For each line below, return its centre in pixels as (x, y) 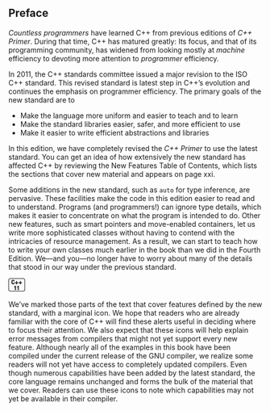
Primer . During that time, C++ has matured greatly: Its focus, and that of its (133, 41)
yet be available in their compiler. (63, 398)
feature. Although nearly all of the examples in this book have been (120, 347)
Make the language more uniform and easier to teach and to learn (129, 115)
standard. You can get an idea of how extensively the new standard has (127, 157)
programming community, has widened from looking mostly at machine (127, 50)
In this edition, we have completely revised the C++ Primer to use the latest (133, 148)
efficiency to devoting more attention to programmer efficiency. (114, 58)
